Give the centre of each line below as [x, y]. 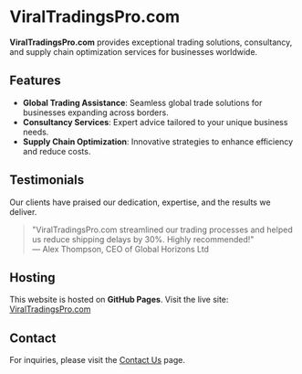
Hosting [33, 278]
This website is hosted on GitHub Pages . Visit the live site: [119, 300]
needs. [36, 132]
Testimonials [47, 180]
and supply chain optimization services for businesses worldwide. [134, 51]
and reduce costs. [57, 151]
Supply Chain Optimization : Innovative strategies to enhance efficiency [158, 141]
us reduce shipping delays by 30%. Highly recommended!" [143, 239]
